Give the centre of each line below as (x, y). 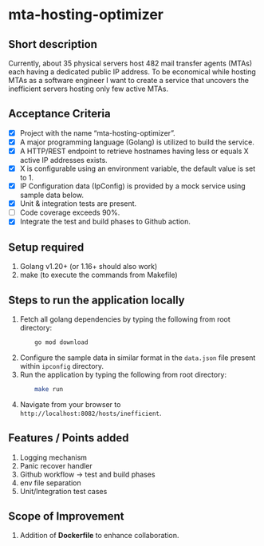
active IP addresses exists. (63, 160)
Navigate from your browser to (70, 404)
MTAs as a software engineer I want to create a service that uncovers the (129, 80)
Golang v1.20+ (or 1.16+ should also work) (89, 267)
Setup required (46, 247)
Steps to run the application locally (97, 300)
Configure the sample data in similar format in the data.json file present (138, 358)
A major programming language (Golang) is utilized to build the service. (137, 142)
